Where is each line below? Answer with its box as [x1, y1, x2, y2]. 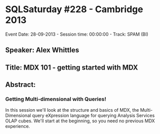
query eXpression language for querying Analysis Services [32, 113, 155, 119]
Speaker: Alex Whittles [5, 46, 79, 54]
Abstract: [5, 80, 36, 89]
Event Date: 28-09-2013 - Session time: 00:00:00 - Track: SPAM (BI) [5, 31, 148, 37]
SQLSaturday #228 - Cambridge [5, 4, 143, 15]
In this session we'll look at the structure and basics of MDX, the [5, 107, 139, 113]
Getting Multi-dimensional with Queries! [5, 95, 106, 103]
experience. [5, 123, 30, 129]
